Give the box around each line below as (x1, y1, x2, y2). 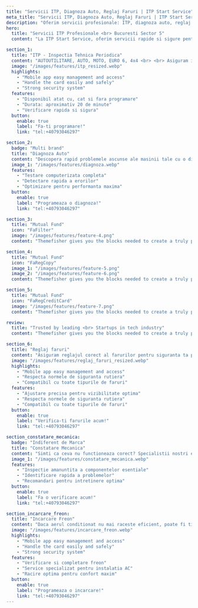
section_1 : (6, 47, 33, 53)
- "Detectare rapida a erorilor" (16, 178, 99, 184)
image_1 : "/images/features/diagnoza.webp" (11, 162, 120, 168)
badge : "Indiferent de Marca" (11, 440, 85, 446)
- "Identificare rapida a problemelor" (16, 473, 115, 479)
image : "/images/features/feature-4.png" (11, 233, 115, 239)
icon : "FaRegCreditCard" (11, 298, 72, 304)
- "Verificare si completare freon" (16, 560, 107, 566)
